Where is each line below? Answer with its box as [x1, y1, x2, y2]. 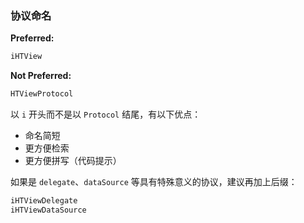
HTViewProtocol [10, 89, 74, 99]
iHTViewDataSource [10, 205, 87, 215]
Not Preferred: [10, 70, 72, 82]
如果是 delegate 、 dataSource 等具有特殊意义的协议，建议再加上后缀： [10, 176, 298, 188]
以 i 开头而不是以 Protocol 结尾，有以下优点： [10, 108, 202, 121]
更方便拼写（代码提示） [24, 155, 122, 167]
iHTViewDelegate [10, 196, 78, 206]
